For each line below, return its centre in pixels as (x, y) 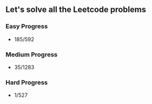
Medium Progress (32, 54)
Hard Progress (27, 82)
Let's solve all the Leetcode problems (76, 10)
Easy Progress (27, 26)
